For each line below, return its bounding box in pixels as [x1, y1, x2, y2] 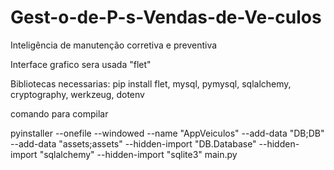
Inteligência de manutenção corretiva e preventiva [10, 39, 218, 51]
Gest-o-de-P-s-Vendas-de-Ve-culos [10, 6, 322, 29]
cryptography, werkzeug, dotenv [10, 88, 145, 100]
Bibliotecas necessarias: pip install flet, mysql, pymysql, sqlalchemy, [10, 77, 292, 90]
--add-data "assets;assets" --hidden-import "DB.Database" [10, 137, 257, 150]
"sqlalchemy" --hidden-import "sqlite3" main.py [39, 148, 238, 160]
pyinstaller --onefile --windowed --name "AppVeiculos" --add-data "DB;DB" [10, 127, 325, 139]
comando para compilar [10, 107, 109, 120]
